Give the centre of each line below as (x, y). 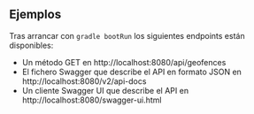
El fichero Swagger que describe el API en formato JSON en (131, 72)
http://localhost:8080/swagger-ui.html (92, 100)
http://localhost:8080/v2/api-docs (84, 81)
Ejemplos (35, 15)
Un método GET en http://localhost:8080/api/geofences (124, 62)
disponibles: (31, 45)
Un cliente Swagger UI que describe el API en (105, 90)
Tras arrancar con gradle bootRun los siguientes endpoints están (127, 35)
